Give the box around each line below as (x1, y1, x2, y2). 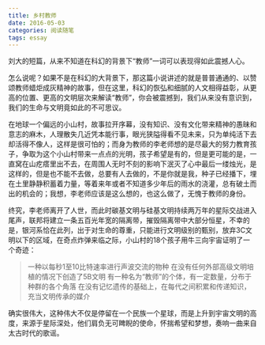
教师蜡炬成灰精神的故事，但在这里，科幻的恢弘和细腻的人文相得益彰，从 (14, 83, 250, 93)
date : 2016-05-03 (8, 19, 65, 27)
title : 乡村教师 (8, 11, 57, 20)
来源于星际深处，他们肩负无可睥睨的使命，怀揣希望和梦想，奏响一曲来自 (21, 318, 257, 328)
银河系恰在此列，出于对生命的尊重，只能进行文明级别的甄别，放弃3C (21, 226, 246, 235)
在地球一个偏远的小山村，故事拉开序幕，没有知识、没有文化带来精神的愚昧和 (8, 119, 257, 129)
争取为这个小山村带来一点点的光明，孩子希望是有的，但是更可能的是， (21, 150, 250, 159)
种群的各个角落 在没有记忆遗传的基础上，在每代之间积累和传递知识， (27, 282, 251, 291)
